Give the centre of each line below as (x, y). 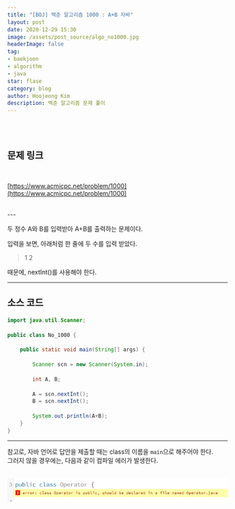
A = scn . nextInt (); (61, 394)
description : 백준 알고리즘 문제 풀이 (56, 103)
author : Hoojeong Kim (39, 96)
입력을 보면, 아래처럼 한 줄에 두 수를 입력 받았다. (72, 243)
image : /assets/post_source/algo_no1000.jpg (73, 37)
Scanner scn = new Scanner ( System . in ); (91, 364)
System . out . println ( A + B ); (70, 416)
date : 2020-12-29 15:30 (42, 29)
